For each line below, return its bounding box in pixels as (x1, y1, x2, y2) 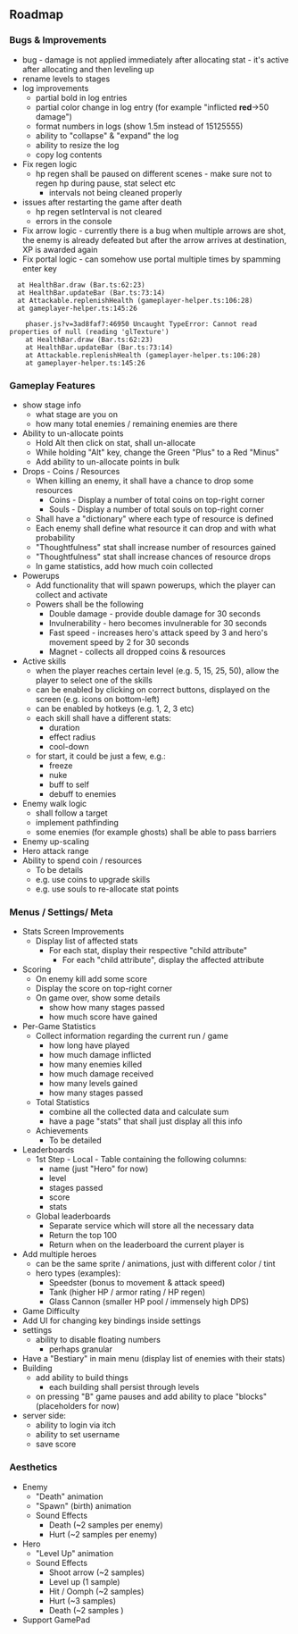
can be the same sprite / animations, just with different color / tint (35, 1259, 276, 1269)
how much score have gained (48, 1011, 158, 1022)
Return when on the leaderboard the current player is (48, 1239, 244, 1250)
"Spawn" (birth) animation (35, 1500, 132, 1511)
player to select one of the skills (35, 675, 153, 685)
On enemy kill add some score (35, 974, 147, 985)
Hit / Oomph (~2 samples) (48, 1586, 145, 1596)
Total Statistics (35, 1097, 90, 1108)
